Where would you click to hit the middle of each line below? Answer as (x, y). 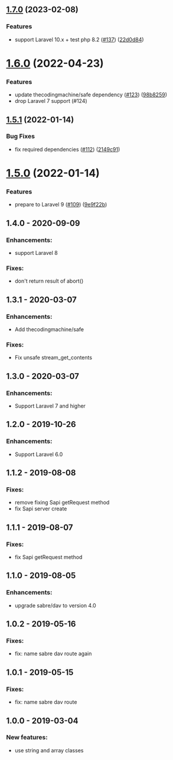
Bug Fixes (21, 137)
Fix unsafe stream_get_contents (53, 358)
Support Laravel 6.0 (39, 454)
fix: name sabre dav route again (53, 654)
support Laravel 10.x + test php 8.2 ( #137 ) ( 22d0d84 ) (79, 39)
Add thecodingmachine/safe (49, 329)
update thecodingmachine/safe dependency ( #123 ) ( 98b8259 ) (91, 95)
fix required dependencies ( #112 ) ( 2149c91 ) (67, 149)
